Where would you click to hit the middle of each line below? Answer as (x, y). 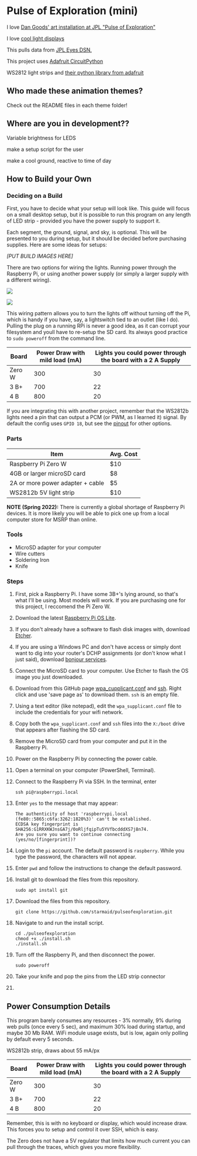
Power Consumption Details (58, 1006)
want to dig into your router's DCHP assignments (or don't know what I (100, 653)
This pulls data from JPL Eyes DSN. (49, 50)
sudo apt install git (41, 891)
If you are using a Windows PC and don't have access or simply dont (98, 647)
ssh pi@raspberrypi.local (46, 793)
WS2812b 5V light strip (42, 493)
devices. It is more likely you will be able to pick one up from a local (88, 513)
